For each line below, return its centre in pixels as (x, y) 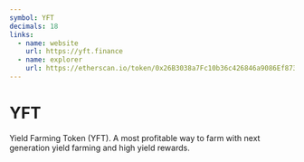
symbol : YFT (32, 18)
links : (22, 34)
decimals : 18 (34, 26)
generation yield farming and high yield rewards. (100, 148)
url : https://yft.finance (75, 52)
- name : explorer (50, 60)
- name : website (48, 43)
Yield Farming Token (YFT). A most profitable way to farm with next (135, 138)
